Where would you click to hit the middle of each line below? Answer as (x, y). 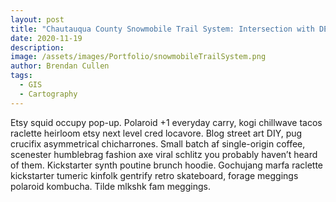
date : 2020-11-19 (46, 38)
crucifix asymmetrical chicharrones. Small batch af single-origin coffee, (158, 143)
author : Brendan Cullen (60, 66)
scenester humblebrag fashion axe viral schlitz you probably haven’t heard (164, 154)
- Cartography (48, 94)
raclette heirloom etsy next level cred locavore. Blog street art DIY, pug (156, 133)
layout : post (37, 19)
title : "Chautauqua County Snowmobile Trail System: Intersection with (162, 29)
